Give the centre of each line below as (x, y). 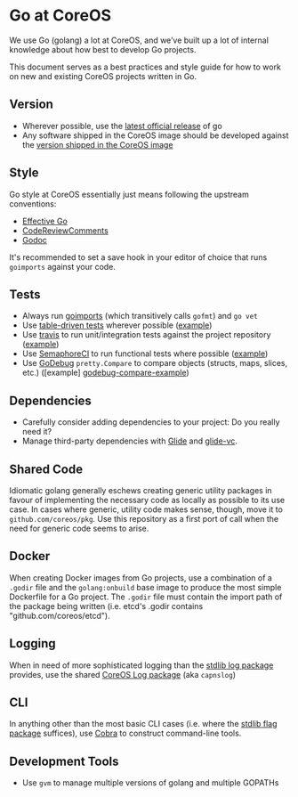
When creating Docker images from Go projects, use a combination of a (141, 577)
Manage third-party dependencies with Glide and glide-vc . (130, 441)
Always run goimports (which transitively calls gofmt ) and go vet (140, 316)
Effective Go (45, 221)
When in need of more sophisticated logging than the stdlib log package (141, 665)
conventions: (33, 203)
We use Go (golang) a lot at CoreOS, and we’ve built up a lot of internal (139, 40)
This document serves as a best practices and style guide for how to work (145, 67)
